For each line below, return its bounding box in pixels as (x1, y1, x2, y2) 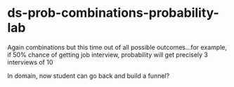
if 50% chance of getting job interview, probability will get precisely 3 (7, 51, 209, 59)
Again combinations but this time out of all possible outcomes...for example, (7, 43, 227, 51)
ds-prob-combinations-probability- (7, 5, 219, 21)
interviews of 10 (7, 58, 53, 66)
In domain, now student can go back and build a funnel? (7, 72, 170, 80)
